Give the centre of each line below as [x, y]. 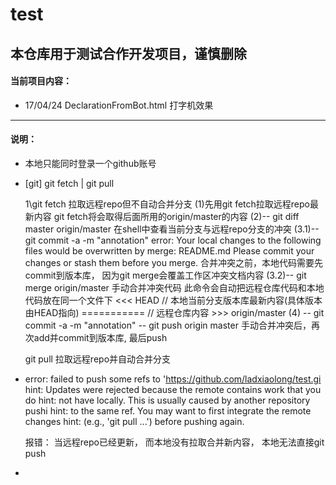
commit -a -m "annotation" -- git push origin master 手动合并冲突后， [168, 325]
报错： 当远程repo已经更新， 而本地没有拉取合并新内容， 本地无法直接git [174, 442]
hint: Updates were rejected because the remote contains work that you [173, 389]
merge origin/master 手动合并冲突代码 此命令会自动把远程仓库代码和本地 [174, 287]
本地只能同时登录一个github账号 [90, 163]
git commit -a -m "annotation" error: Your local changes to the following [173, 240]
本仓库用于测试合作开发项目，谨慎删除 [128, 53]
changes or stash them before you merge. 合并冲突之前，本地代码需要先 [174, 262]
